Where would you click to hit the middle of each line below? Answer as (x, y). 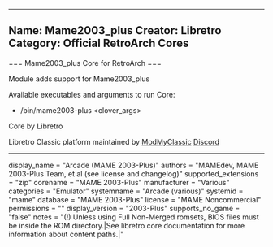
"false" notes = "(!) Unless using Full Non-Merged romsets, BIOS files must (134, 217)
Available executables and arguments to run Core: (92, 94)
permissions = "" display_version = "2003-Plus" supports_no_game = (124, 208)
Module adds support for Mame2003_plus (79, 79)
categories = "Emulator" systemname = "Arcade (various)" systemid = (126, 191)
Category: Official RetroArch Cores (99, 43)
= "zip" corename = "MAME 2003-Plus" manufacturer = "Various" (119, 182)
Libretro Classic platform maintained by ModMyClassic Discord (114, 141)
